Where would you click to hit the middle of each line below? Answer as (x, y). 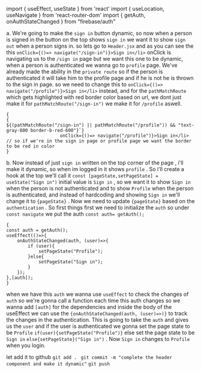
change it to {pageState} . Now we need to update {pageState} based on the (100, 201)
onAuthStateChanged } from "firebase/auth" (61, 21)
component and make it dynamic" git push (58, 364)
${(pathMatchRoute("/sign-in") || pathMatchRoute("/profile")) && (91, 125)
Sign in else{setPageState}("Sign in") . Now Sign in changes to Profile (98, 339)
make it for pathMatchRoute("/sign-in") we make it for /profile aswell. (94, 104)
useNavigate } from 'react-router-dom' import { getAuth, (76, 15)
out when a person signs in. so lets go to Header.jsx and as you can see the (100, 46)
